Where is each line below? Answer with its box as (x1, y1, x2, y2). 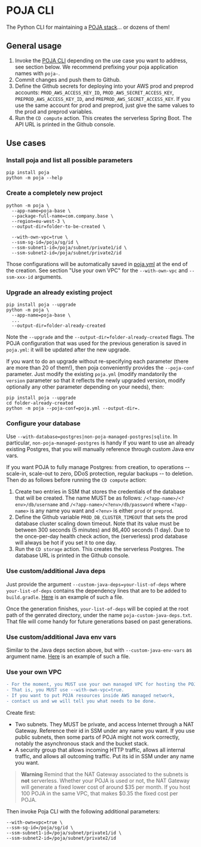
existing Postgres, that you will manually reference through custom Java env (6, 446, 194, 453)
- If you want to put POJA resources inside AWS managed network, (6, 692, 175, 699)
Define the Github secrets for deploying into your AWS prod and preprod (14, 82, 194, 90)
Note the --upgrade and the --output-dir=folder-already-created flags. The (6, 333, 194, 341)
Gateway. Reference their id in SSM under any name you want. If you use (14, 727, 195, 734)
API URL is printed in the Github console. (14, 121, 115, 128)
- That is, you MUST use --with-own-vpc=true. (6, 687, 124, 693)
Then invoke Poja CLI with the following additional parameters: (6, 807, 160, 815)
